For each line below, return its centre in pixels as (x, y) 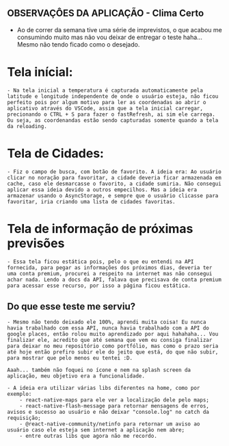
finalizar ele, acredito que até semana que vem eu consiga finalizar (110, 340)
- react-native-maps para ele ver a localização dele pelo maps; (114, 400)
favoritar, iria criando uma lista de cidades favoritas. (91, 201)
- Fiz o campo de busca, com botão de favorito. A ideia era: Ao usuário (114, 172)
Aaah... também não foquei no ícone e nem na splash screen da (99, 370)
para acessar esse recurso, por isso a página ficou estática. (99, 286)
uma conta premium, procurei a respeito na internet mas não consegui (110, 273)
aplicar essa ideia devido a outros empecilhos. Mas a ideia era (102, 190)
